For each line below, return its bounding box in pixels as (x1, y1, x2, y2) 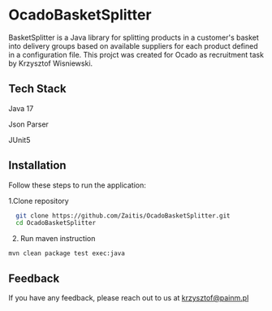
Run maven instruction (19, 234, 96, 244)
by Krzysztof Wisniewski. (8, 58, 93, 68)
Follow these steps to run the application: (8, 180, 146, 190)
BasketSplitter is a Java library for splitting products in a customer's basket (8, 32, 260, 42)
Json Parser (8, 119, 49, 129)
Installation (8, 158, 67, 172)
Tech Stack (8, 82, 67, 96)
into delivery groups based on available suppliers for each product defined (8, 41, 258, 50)
